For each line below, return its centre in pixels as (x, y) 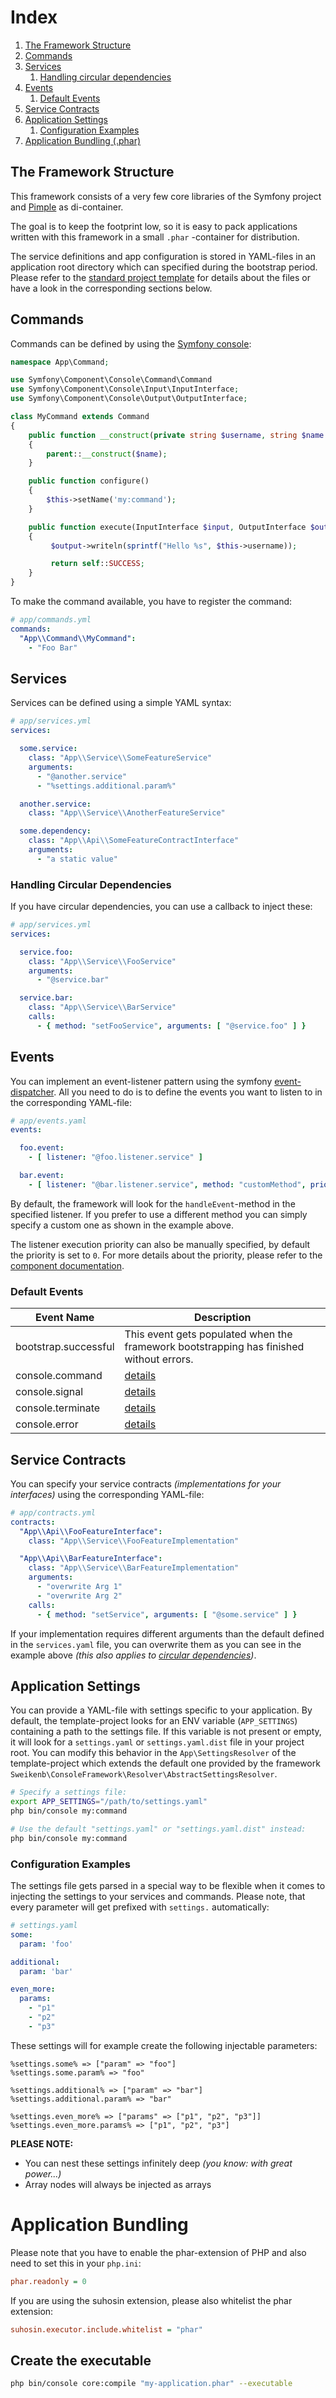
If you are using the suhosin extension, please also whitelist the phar (151, 2300)
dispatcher (32, 1092)
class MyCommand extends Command (80, 417)
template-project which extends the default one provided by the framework (165, 1763)
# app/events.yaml (48, 1121)
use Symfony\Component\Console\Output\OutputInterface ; (129, 399)
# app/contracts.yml (53, 1512)
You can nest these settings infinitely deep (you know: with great (158, 2163)
